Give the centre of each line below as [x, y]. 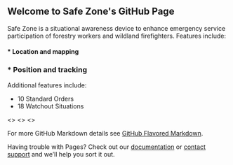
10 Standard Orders [46, 99]
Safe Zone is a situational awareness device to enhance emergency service [116, 28]
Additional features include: [47, 85]
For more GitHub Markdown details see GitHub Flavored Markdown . [105, 133]
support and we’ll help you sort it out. [61, 154]
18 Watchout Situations [51, 106]
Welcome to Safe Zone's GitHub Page [91, 12]
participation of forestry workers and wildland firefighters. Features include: [117, 36]
